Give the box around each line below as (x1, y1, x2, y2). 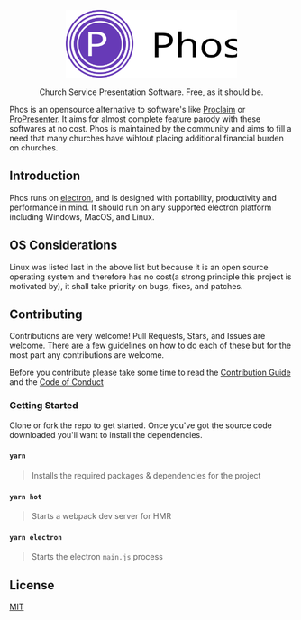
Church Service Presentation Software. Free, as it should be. (39, 87, 264, 97)
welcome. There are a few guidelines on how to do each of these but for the (9, 340, 291, 351)
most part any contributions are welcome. (9, 350, 165, 360)
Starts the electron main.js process (31, 552, 164, 562)
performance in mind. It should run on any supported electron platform (9, 202, 272, 213)
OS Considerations (9, 238, 118, 253)
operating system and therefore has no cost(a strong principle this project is (9, 271, 292, 282)
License (9, 578, 55, 593)
